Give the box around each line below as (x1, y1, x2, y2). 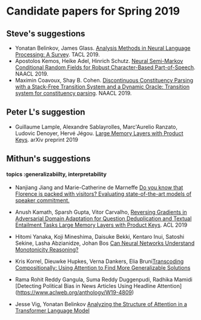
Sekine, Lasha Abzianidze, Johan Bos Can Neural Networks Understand (15, 239, 195, 247)
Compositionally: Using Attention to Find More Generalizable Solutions (15, 264, 191, 272)
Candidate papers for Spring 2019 (6, 4, 180, 18)
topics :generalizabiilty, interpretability (6, 170, 107, 178)
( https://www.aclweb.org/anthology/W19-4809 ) (15, 289, 134, 296)
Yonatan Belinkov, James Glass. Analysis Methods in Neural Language (15, 44, 191, 52)
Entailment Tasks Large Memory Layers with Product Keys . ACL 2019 (15, 221, 188, 228)
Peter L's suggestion (6, 107, 86, 118)
